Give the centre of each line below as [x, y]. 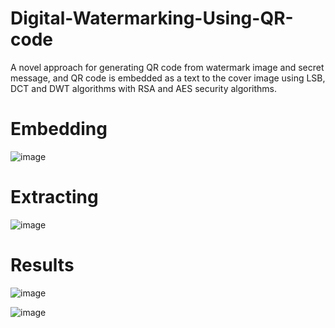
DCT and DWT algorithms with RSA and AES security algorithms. [144, 88]
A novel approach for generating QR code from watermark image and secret [167, 67]
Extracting [54, 197]
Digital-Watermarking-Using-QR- [152, 18]
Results [42, 265]
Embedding [59, 129]
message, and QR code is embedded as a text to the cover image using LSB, [168, 78]
